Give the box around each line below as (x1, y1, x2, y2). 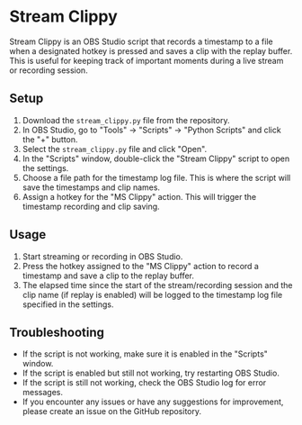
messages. (22, 387, 64, 398)
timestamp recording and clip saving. (22, 201, 160, 212)
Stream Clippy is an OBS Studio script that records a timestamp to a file (9, 36, 273, 47)
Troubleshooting (9, 324, 105, 339)
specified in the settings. (22, 299, 114, 310)
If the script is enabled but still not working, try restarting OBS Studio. (22, 367, 280, 379)
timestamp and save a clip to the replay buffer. (22, 270, 195, 281)
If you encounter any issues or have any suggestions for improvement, (22, 396, 284, 407)
